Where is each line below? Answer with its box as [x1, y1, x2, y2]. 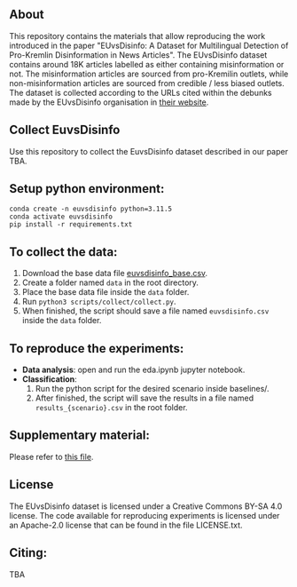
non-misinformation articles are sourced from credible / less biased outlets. [9, 77, 285, 88]
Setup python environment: [9, 181, 165, 196]
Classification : [21, 374, 77, 385]
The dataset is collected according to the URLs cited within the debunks [9, 87, 272, 98]
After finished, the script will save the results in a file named [35, 393, 254, 403]
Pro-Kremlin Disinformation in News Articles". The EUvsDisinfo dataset [9, 49, 268, 60]
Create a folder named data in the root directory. [21, 277, 199, 288]
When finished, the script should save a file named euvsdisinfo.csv [21, 305, 270, 316]
